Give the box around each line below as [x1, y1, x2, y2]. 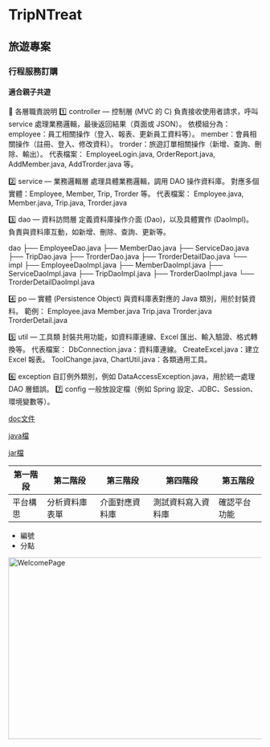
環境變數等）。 [8, 396, 55, 406]
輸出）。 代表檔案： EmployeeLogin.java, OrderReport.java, [22, 149, 215, 158]
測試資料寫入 [153, 496, 202, 508]
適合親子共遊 [8, 87, 51, 97]
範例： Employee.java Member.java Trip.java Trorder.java [23, 306, 212, 316]
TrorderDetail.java [8, 315, 68, 325]
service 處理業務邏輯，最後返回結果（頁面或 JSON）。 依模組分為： [8, 119, 231, 129]
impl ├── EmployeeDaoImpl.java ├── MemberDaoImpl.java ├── [8, 259, 223, 270]
